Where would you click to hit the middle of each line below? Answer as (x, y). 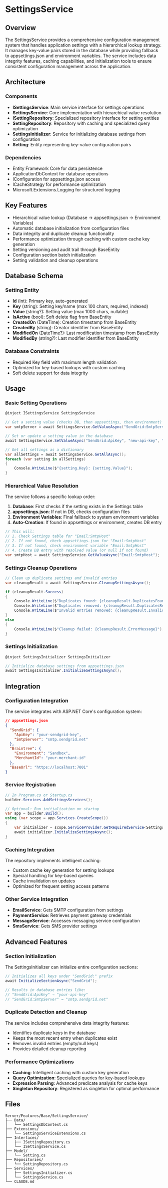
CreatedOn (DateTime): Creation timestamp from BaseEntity (74, 322)
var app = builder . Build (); (34, 813)
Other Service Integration (37, 899)
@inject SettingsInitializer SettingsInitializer (58, 657)
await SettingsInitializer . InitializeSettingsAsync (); (63, 671)
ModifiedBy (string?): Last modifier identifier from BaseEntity (75, 338)
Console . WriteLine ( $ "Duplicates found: (56, 601)
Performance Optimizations (39, 1062)
